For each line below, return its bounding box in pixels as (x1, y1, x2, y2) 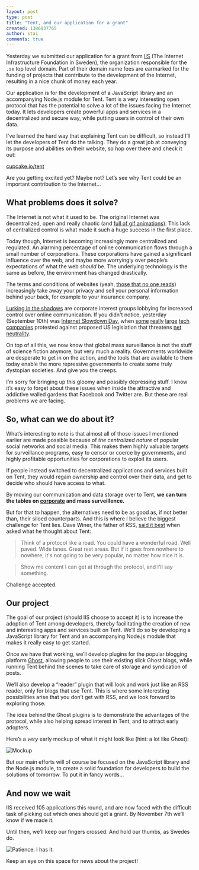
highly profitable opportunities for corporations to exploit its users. (6, 455, 168, 462)
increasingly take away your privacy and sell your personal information (6, 287, 179, 294)
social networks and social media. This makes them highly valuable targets (6, 443, 189, 450)
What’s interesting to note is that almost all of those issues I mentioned (6, 430, 179, 437)
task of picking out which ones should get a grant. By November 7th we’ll (6, 811, 185, 818)
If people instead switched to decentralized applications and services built (6, 466, 188, 474)
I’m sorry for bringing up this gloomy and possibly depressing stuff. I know (6, 378, 188, 385)
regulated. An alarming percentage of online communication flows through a (6, 244, 192, 251)
